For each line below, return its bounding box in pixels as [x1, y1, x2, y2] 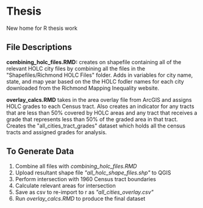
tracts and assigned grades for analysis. [6, 128, 107, 135]
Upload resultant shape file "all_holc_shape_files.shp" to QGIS [15, 169, 172, 176]
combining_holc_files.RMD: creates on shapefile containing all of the [6, 58, 182, 65]
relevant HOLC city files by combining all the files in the [6, 65, 146, 72]
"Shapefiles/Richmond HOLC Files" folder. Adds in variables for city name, [6, 71, 193, 79]
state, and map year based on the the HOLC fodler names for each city [6, 77, 184, 85]
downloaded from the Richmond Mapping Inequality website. [6, 84, 160, 91]
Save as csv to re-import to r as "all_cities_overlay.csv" [15, 188, 154, 196]
